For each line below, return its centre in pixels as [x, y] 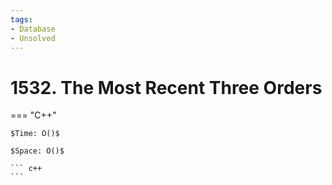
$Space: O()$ [37, 151]
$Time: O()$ [35, 134]
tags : [21, 19]
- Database [33, 29]
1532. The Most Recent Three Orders [166, 87]
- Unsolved [33, 38]
